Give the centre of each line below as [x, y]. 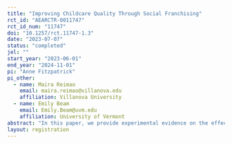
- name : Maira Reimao [45, 84]
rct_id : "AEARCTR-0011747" [46, 20]
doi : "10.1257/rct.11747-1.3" [51, 33]
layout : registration [38, 129]
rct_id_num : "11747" [37, 26]
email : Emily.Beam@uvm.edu [58, 110]
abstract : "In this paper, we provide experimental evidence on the [108, 123]
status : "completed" [37, 46]
